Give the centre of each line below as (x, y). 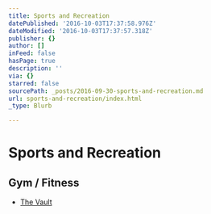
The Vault (36, 202)
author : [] (27, 46)
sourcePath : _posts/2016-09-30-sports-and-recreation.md (106, 91)
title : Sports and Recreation (59, 16)
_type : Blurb (30, 106)
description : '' (35, 69)
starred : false (34, 83)
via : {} (21, 76)
